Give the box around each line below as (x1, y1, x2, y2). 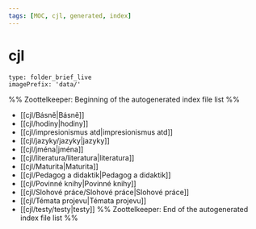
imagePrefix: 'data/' (8, 80, 82, 89)
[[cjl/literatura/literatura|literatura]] (19, 152, 135, 162)
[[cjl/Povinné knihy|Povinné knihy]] (19, 178, 136, 188)
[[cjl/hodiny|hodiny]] (19, 119, 89, 128)
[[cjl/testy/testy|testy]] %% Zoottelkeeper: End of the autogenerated (19, 204, 249, 214)
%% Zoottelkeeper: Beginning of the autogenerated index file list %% (8, 94, 241, 104)
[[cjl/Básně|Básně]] (19, 110, 85, 119)
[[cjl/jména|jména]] (19, 144, 84, 154)
